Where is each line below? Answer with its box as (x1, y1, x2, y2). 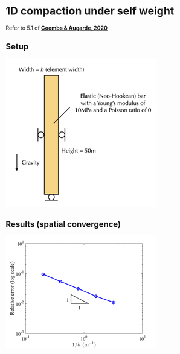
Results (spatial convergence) (5, 219, 121, 229)
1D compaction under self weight (5, 4, 175, 18)
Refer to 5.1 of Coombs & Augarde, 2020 (5, 24, 108, 31)
